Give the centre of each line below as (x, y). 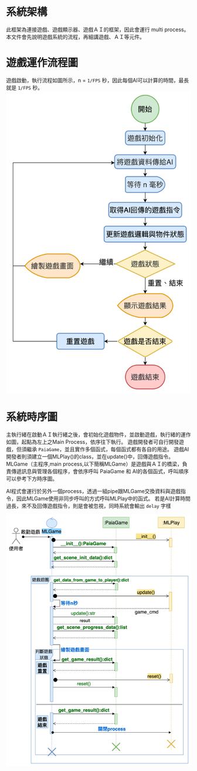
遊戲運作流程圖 (42, 63)
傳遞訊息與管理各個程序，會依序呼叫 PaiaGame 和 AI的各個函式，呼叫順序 (100, 471)
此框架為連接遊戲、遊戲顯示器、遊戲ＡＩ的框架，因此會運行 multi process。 (98, 29)
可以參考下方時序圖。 (32, 478)
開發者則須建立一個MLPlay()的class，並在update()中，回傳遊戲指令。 (90, 456)
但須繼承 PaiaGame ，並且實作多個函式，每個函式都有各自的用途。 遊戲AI (103, 449)
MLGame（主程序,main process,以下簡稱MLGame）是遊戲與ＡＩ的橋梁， (94, 464)
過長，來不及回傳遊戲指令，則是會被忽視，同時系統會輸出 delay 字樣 (89, 506)
